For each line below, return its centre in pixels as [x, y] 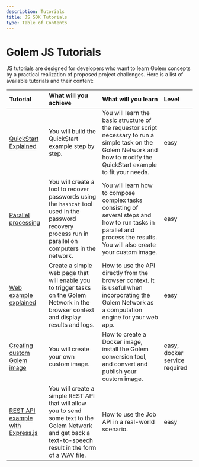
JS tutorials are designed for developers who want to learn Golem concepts [98, 68]
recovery [61, 226]
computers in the [72, 248]
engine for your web [130, 318]
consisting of [120, 208]
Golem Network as [128, 303]
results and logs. [71, 325]
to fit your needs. [126, 172]
